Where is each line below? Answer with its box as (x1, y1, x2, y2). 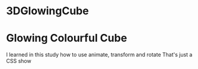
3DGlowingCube (6, 4, 89, 18)
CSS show (6, 58, 31, 65)
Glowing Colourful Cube (6, 32, 127, 45)
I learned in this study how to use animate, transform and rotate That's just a (6, 51, 193, 58)
